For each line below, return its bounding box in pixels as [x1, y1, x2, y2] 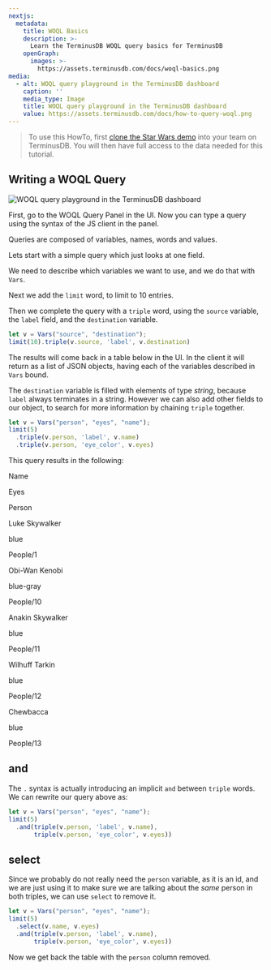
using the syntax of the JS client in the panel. [8, 218, 160, 228]
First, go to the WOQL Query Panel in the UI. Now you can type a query [8, 210, 247, 220]
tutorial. [28, 149, 54, 159]
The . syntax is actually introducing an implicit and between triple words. [8, 783, 256, 793]
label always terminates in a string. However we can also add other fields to [8, 394, 264, 404]
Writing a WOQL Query [8, 173, 127, 187]
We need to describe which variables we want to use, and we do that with [8, 265, 256, 276]
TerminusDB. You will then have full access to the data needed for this [28, 141, 264, 150]
